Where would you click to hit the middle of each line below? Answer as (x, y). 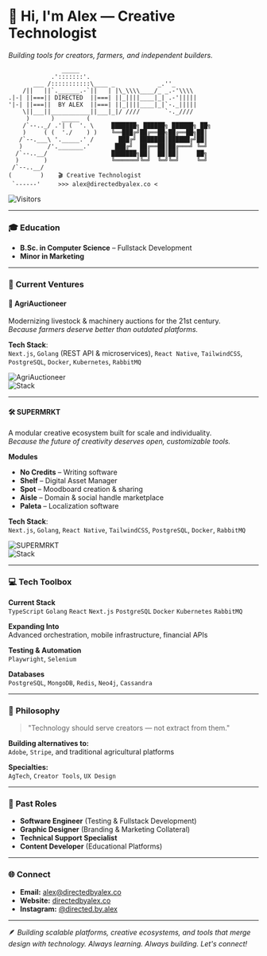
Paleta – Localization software (69, 505)
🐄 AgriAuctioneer (38, 303)
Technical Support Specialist (68, 838)
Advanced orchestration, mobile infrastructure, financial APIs (108, 634)
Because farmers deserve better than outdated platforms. (103, 330)
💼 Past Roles (33, 804)
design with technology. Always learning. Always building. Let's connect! (128, 943)
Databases (27, 674)
